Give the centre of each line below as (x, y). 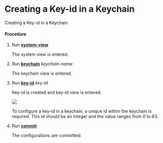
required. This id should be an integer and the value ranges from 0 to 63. (85, 116)
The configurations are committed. (47, 136)
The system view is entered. (40, 55)
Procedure (15, 34)
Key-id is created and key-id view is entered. (57, 92)
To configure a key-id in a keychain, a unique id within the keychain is (82, 111)
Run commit (24, 126)
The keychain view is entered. (42, 73)
